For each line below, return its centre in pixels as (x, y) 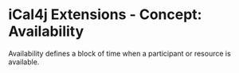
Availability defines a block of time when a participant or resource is (119, 53)
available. (24, 62)
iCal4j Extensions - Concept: (105, 15)
